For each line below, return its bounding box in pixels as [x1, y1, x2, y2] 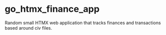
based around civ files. [5, 25, 52, 31]
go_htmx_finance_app [5, 3, 100, 15]
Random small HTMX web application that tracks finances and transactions [5, 20, 161, 26]
